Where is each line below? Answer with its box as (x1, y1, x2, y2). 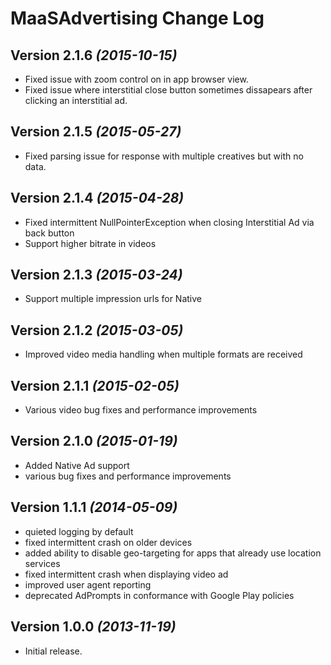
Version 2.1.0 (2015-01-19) (10, 433, 178, 450)
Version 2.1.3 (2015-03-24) (10, 267, 183, 284)
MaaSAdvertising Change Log (10, 7, 265, 30)
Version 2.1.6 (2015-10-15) (10, 47, 178, 64)
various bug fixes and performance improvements (24, 470, 232, 482)
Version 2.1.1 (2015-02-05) (10, 377, 180, 394)
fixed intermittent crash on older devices (24, 536, 193, 548)
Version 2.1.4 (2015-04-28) (10, 190, 185, 207)
